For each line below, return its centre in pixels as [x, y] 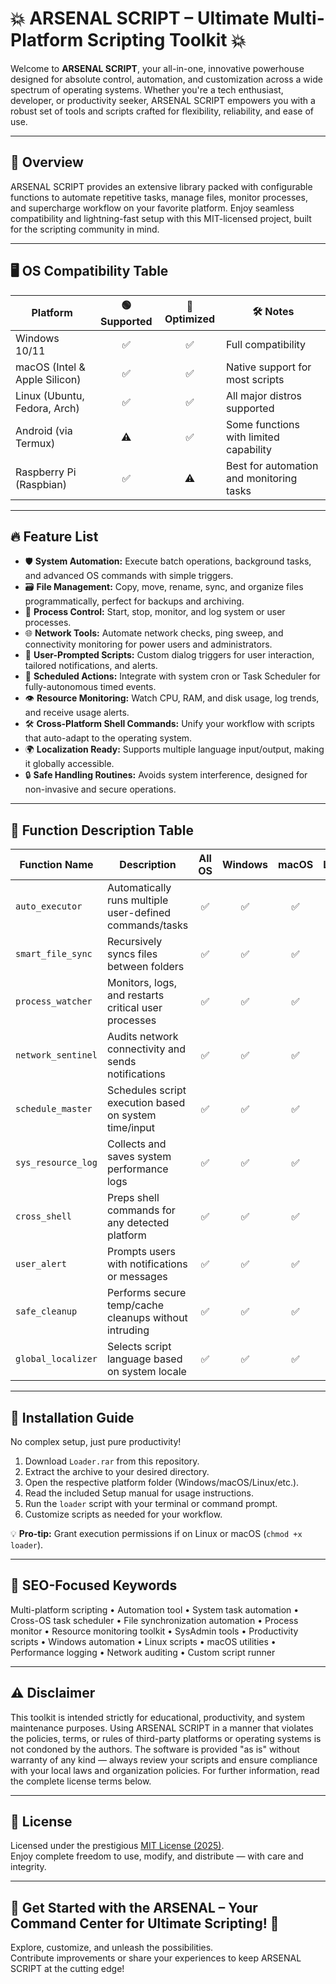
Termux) [35, 443]
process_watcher [54, 1001]
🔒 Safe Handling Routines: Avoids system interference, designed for [166, 775]
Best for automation [272, 465]
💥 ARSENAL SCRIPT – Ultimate [140, 18]
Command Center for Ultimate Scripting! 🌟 [145, 1923]
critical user [134, 1008]
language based [144, 1359]
